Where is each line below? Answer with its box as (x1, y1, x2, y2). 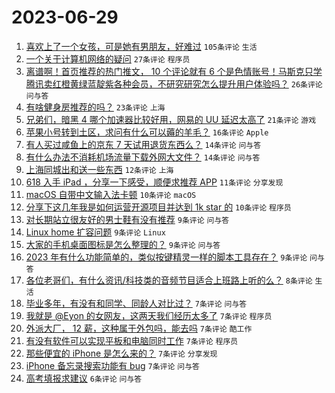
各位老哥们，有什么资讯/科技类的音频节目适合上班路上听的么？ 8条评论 (25, 274, 313, 286)
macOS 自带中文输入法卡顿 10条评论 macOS (25, 188, 197, 200)
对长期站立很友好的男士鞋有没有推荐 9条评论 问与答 (25, 213, 230, 225)
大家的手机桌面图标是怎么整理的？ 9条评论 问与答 (25, 238, 221, 250)
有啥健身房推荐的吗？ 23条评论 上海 (25, 101, 166, 113)
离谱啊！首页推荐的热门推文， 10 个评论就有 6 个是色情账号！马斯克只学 (25, 65, 323, 77)
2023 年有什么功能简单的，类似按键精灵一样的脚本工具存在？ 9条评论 (25, 251, 308, 263)
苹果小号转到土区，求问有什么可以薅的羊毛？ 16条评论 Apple (25, 126, 269, 138)
